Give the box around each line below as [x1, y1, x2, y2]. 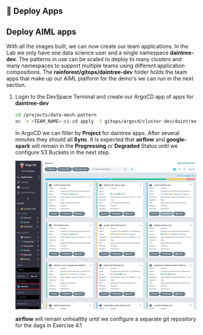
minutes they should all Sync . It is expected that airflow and [14, 136, 165, 143]
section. [6, 81, 27, 88]
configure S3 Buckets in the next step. [14, 148, 111, 156]
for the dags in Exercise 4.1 [14, 322, 82, 329]
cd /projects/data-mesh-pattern [14, 112, 97, 118]
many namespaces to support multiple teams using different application [6, 62, 185, 70]
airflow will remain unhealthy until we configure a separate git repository [14, 315, 196, 322]
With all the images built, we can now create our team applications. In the [6, 43, 189, 50]
